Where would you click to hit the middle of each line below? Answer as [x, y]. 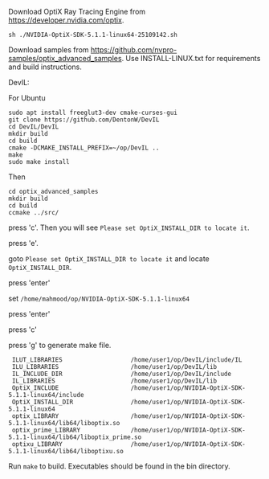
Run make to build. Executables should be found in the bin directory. [119, 466]
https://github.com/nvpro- [134, 50]
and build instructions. [45, 67]
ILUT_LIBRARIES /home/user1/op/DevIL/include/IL [127, 360]
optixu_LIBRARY [37, 444]
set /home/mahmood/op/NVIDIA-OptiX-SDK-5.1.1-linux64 [99, 298]
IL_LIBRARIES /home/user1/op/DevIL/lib [114, 381]
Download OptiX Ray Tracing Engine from [77, 12]
